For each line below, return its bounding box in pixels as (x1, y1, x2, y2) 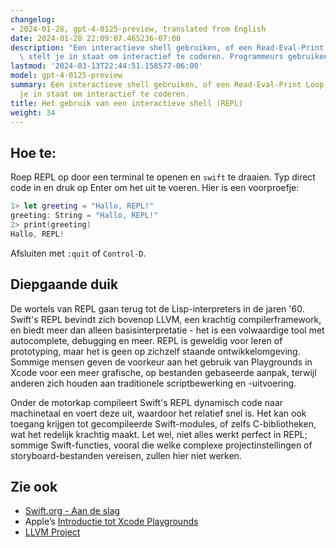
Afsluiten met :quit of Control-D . (10, 247, 147, 259)
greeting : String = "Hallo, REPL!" (10, 211, 159, 221)
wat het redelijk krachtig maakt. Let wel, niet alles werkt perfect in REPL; (10, 428, 308, 440)
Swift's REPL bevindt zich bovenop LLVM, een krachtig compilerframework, (10, 313, 322, 325)
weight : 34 (10, 107, 56, 118)
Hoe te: (10, 144, 57, 161)
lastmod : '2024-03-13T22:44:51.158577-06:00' (10, 61, 203, 71)
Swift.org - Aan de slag (24, 505, 120, 517)
